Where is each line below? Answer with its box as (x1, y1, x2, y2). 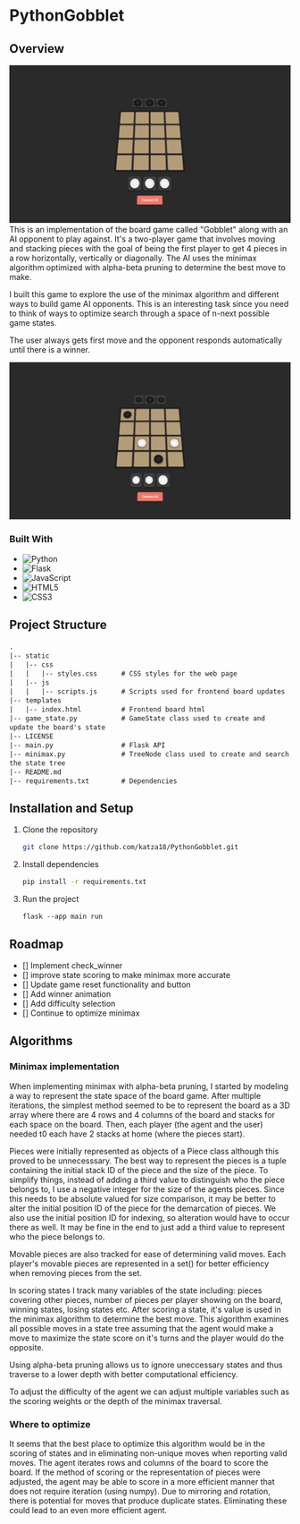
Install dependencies (21, 859, 100, 870)
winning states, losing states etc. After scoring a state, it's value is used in (9, 1304, 281, 1315)
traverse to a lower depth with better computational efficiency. (9, 1368, 238, 1379)
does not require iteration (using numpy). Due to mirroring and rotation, (9, 1486, 271, 1497)
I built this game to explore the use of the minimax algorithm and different (9, 288, 279, 300)
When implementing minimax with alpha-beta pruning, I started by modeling (9, 1080, 288, 1092)
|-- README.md (9, 767, 62, 777)
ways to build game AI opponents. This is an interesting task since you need (9, 298, 289, 309)
